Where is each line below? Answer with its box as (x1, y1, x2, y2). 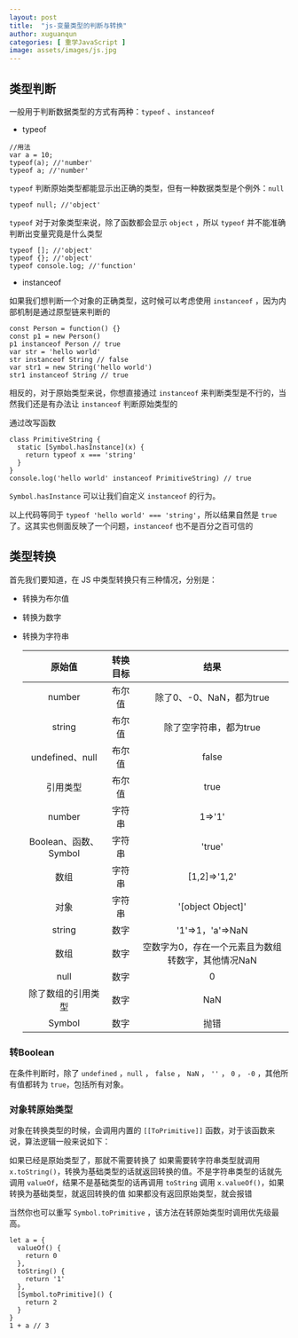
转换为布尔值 (21, 593, 69, 603)
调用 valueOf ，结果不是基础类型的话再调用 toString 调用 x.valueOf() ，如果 (9, 1177, 285, 1188)
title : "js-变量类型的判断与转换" (9, 21, 127, 30)
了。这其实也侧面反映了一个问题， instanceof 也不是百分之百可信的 (9, 520, 254, 531)
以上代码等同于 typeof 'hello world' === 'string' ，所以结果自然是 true (9, 509, 278, 520)
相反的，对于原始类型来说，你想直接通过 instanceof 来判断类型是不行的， (9, 387, 279, 397)
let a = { (9, 1236, 46, 1245)
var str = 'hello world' (9, 347, 101, 356)
